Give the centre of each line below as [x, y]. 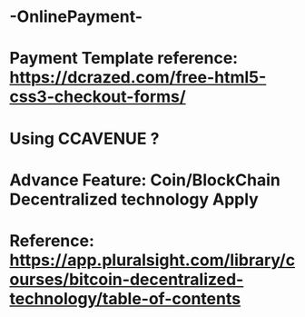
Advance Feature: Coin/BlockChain [145, 180]
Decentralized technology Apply [134, 199]
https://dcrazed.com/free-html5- [138, 78]
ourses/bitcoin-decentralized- [127, 279]
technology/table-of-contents [125, 298]
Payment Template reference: [124, 59]
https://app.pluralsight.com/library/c [152, 260]
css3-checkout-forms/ [98, 97]
